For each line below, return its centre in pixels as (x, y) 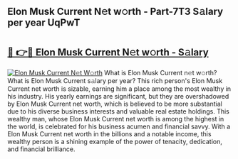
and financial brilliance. (42, 149)
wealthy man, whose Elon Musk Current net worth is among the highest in (116, 119)
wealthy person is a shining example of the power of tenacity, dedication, (115, 142)
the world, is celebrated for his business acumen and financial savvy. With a (119, 126)
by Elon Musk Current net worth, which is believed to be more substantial (115, 104)
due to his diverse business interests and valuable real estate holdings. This (118, 111)
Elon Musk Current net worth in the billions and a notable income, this (109, 134)
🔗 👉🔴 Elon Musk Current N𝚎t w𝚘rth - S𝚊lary (108, 52)
